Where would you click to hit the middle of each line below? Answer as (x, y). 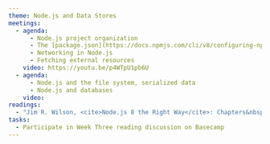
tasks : (19, 120)
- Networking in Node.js (71, 53)
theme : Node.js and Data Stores (62, 16)
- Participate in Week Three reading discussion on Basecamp (120, 127)
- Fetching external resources (82, 61)
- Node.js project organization (84, 38)
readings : (25, 105)
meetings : (25, 23)
